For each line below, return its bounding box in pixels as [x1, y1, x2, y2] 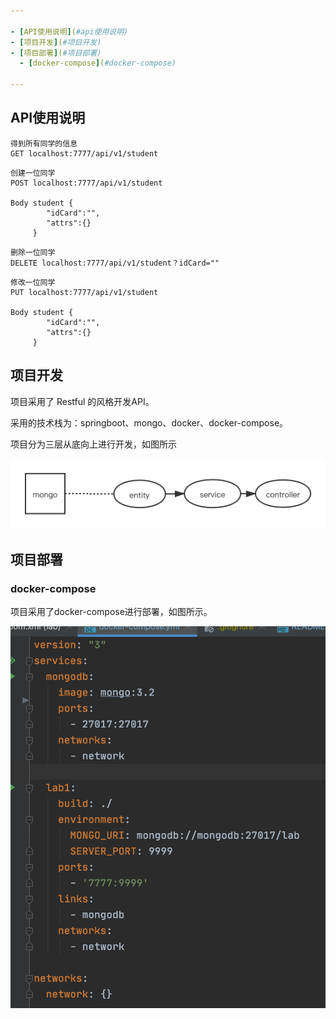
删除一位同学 [10, 247, 56, 257]
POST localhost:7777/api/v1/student [10, 178, 163, 188]
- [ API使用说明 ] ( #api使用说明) [10, 26, 129, 37]
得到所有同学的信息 [10, 138, 78, 149]
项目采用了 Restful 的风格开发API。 [10, 395, 155, 407]
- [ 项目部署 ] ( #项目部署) [10, 48, 102, 58]
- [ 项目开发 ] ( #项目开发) [10, 37, 102, 47]
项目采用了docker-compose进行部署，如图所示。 [10, 606, 213, 618]
